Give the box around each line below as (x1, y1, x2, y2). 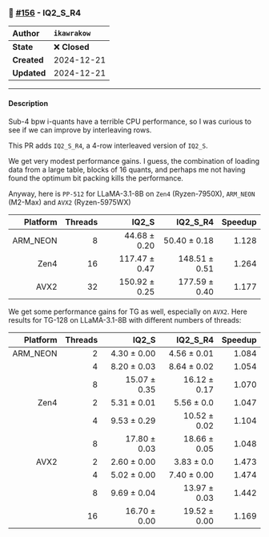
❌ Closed (53, 42, 90, 53)
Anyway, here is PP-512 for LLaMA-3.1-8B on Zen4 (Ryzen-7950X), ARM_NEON (8, 189, 255, 198)
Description (8, 98, 49, 108)
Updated (12, 67, 46, 79)
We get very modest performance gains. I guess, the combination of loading (8, 156, 260, 165)
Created (12, 55, 44, 66)
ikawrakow (53, 29, 91, 39)
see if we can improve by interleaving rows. (8, 124, 152, 135)
